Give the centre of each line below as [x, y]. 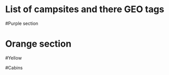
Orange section [38, 44]
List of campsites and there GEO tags [85, 9]
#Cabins [14, 67]
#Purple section [22, 23]
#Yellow [13, 58]
